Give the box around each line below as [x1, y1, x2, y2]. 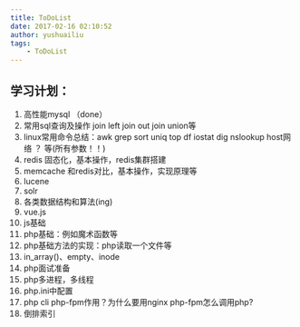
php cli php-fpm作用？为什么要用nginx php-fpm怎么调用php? [23, 296, 254, 307]
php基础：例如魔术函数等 [23, 228, 119, 239]
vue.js [23, 206, 46, 217]
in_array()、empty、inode [23, 251, 121, 262]
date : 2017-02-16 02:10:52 [10, 22, 112, 31]
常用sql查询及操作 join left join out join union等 [23, 120, 197, 131]
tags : [10, 38, 31, 48]
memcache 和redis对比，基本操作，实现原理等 [23, 165, 198, 176]
